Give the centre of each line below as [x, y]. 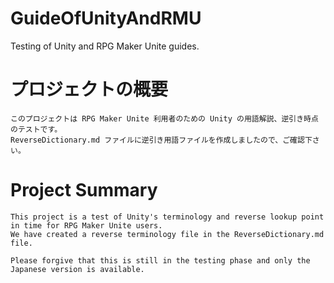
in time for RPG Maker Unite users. [86, 225]
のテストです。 [36, 129]
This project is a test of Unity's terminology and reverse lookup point [167, 217]
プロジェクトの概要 [89, 89]
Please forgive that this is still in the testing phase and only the [160, 260]
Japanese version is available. [77, 269]
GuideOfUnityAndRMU [106, 18]
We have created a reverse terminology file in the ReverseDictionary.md [167, 234]
